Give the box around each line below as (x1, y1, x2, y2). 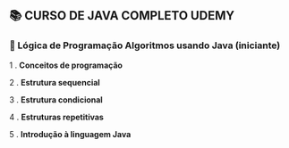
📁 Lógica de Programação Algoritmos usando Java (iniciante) (9, 39, 281, 52)
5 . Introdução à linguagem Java (9, 128, 132, 139)
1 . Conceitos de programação (9, 60, 123, 70)
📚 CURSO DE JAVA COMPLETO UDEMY (9, 8, 235, 23)
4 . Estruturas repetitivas (9, 111, 105, 122)
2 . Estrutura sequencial (9, 77, 100, 87)
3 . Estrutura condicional (9, 94, 103, 105)
